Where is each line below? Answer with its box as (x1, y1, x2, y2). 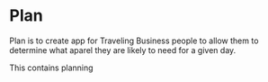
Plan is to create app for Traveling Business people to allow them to (9, 35, 259, 46)
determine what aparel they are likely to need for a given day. (9, 44, 237, 55)
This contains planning (9, 62, 94, 73)
